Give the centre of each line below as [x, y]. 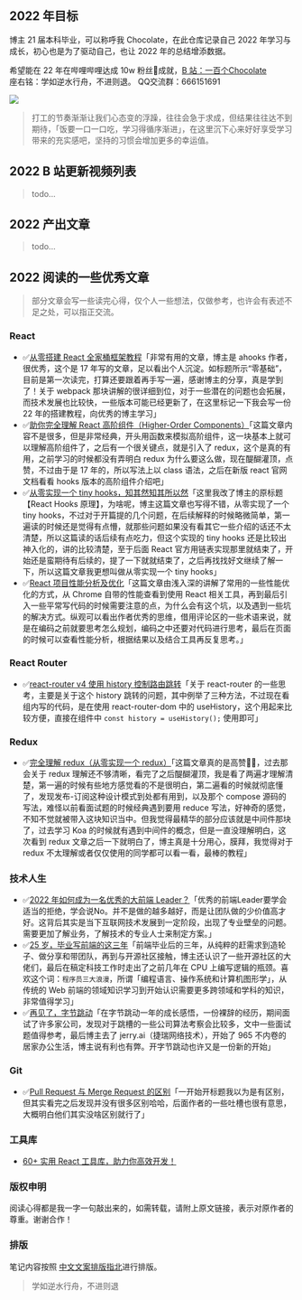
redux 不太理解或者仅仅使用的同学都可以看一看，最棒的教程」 [137, 853]
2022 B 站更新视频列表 [73, 171]
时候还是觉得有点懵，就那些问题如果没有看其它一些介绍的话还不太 [169, 526]
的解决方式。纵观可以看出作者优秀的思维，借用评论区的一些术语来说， [153, 616]
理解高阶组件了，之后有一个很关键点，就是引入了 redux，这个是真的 [157, 447]
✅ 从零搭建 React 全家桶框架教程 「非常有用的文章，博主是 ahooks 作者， [157, 357]
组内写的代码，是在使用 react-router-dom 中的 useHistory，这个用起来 [153, 706]
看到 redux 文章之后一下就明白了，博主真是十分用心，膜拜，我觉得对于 [162, 842]
